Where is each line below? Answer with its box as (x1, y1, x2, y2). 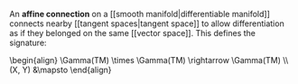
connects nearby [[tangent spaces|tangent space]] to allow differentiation (9, 18, 284, 29)
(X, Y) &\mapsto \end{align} (9, 64, 112, 75)
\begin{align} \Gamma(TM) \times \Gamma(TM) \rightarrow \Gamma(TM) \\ (9, 55, 289, 65)
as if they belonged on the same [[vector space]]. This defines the (9, 28, 256, 38)
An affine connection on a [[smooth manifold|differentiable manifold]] (9, 9, 271, 19)
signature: (9, 37, 47, 48)
